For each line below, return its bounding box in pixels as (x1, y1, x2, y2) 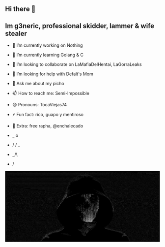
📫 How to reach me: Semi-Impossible (12, 91, 89, 96)
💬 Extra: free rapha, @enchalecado (12, 123, 83, 129)
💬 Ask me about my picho (12, 81, 65, 87)
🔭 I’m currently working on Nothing (12, 42, 83, 48)
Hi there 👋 (5, 5, 36, 13)
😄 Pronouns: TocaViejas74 (12, 102, 67, 108)
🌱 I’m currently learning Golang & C (12, 52, 83, 58)
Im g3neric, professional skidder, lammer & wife (5, 22, 155, 30)
